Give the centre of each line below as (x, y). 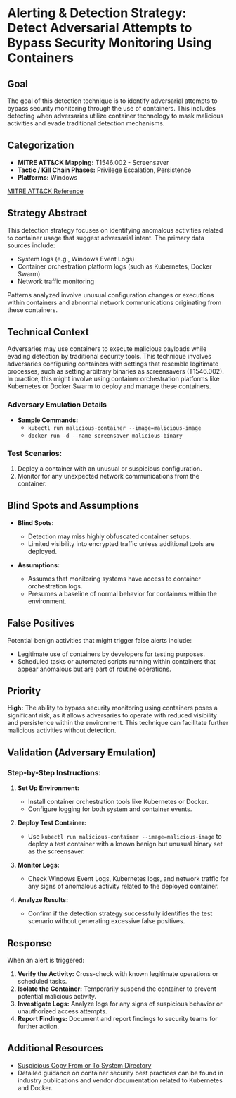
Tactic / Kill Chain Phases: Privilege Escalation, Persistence (104, 170)
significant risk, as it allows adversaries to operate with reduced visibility (112, 715)
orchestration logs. (55, 586)
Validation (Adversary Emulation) (82, 752)
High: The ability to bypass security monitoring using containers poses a (112, 708)
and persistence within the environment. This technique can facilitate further (118, 723)
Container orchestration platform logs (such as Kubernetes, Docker (114, 266)
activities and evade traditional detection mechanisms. (86, 123)
